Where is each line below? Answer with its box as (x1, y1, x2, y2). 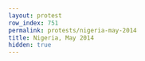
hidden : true (8, 41, 52, 49)
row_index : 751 (8, 19, 59, 27)
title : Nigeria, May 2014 (8, 33, 94, 42)
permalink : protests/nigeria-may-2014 (8, 26, 137, 34)
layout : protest (8, 11, 62, 20)
